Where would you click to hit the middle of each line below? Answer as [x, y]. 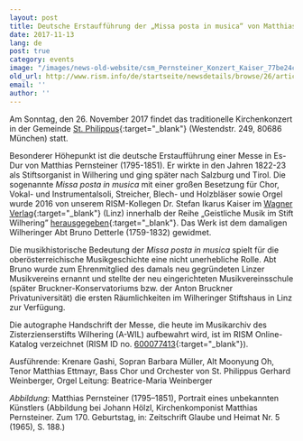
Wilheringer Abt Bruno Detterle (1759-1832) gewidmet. [110, 232]
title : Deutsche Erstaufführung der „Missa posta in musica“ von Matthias [153, 26]
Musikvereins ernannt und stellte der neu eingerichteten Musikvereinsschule [151, 278]
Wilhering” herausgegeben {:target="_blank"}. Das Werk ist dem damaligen [148, 223]
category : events [42, 60]
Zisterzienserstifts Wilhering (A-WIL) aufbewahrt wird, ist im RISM [131, 334]
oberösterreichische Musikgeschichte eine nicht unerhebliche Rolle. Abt [143, 259]
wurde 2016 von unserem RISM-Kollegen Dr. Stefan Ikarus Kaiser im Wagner [151, 203]
